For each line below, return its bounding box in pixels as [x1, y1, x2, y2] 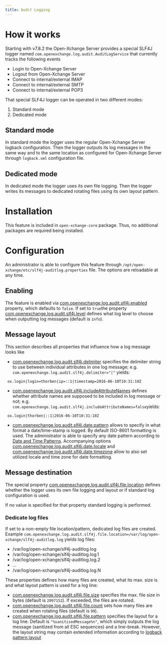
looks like [5, 349, 25, 355]
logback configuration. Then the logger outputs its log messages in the [5, 144, 151, 150]
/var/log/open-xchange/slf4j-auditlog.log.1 [12, 551, 99, 557]
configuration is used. [5, 492, 50, 498]
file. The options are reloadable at [89, 267, 159, 273]
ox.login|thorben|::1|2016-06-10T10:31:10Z [7, 413, 99, 418]
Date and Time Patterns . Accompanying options [12, 438, 111, 444]
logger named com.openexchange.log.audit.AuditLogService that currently [5, 50, 158, 56]
